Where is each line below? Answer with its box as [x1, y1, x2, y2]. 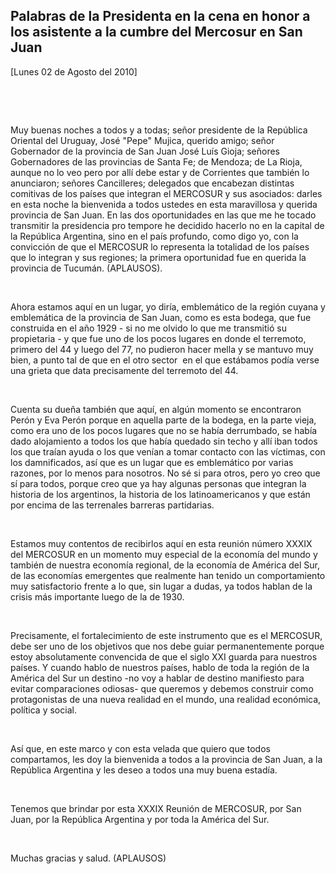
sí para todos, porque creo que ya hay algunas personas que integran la [10, 477, 307, 489]
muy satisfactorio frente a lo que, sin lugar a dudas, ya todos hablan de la [10, 580, 313, 592]
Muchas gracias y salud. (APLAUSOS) [10, 852, 167, 864]
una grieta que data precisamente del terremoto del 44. [10, 364, 239, 376]
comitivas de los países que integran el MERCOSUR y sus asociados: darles [10, 187, 323, 199]
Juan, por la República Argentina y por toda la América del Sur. [10, 813, 270, 825]
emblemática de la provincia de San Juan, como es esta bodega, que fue [10, 311, 312, 323]
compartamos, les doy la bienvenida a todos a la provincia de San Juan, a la [10, 753, 323, 765]
